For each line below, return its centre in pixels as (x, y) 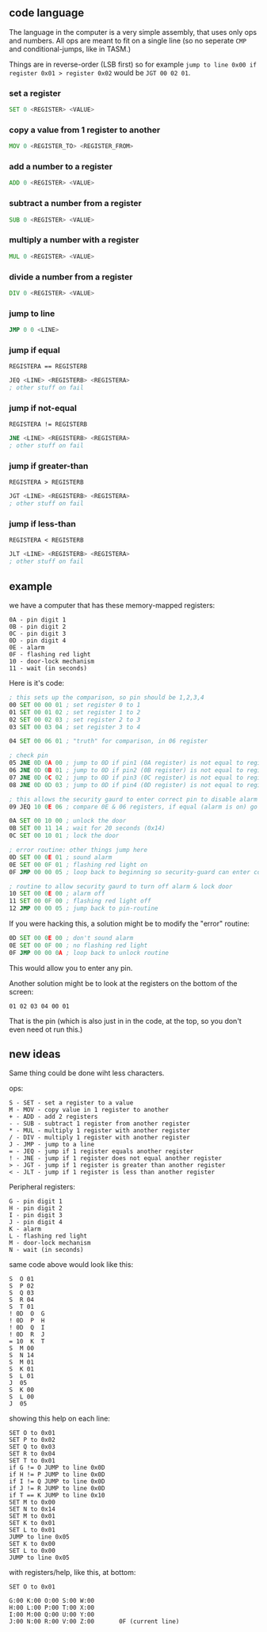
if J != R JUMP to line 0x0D (57, 1489)
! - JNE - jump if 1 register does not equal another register (116, 1158)
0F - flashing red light (50, 655)
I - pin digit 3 (36, 1215)
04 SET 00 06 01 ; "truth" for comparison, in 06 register (109, 741)
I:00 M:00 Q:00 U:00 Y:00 (51, 1615)
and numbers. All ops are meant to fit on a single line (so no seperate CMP (128, 40)
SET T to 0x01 (32, 1461)
